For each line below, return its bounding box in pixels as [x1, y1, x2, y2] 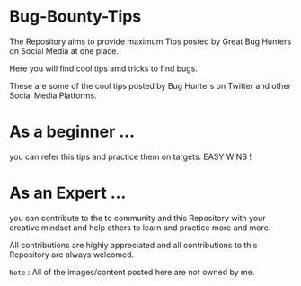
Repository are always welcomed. [9, 249, 135, 260]
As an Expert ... [9, 183, 127, 203]
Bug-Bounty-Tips [9, 6, 142, 27]
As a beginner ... [9, 121, 136, 142]
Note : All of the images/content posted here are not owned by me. [9, 266, 255, 277]
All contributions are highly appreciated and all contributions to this [9, 239, 258, 250]
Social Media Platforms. [9, 90, 97, 101]
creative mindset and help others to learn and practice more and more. [9, 222, 271, 233]
